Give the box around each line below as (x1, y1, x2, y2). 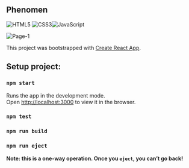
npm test (6, 113, 32, 120)
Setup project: (6, 61, 61, 72)
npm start (6, 79, 35, 87)
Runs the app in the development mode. (6, 92, 105, 99)
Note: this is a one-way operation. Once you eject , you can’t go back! (6, 155, 184, 162)
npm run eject (6, 143, 48, 149)
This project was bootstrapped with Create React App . (6, 44, 141, 51)
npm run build (6, 128, 48, 135)
